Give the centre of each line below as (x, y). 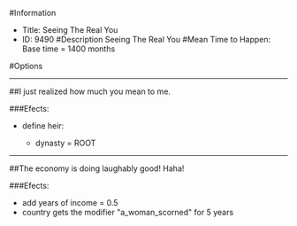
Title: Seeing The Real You (70, 30)
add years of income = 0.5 (70, 203)
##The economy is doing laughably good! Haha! (97, 168)
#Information (33, 13)
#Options (26, 66)
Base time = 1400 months (69, 49)
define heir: (43, 126)
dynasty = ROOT (65, 143)
